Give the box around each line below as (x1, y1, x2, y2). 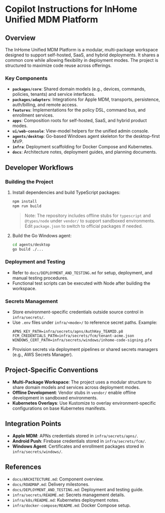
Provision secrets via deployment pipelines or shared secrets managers (12, 346, 158, 352)
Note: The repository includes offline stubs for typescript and (24, 213, 151, 218)
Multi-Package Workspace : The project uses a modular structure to (12, 379, 152, 385)
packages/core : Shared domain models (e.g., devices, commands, (12, 86, 146, 92)
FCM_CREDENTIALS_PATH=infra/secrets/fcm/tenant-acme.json (12, 334, 134, 339)
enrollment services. (12, 112, 54, 118)
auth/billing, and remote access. (12, 102, 78, 108)
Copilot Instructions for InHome (5, 3, 137, 15)
